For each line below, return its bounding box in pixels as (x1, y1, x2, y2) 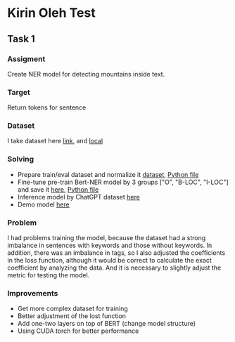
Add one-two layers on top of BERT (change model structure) (17, 320, 196, 328)
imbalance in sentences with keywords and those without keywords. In (7, 241, 212, 250)
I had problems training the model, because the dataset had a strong (7, 234, 206, 242)
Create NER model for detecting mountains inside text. (7, 70, 165, 78)
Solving (7, 154, 34, 164)
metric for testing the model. (7, 271, 90, 279)
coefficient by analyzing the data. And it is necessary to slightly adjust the (7, 263, 222, 272)
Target (7, 87, 30, 97)
